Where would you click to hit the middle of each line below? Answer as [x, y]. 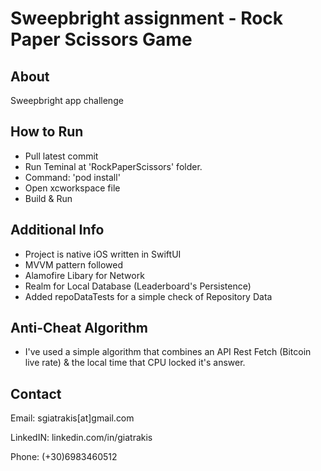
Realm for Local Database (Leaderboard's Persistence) [138, 286]
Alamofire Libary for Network [84, 275]
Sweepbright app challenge [67, 100]
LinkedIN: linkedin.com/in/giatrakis [81, 438]
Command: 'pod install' [72, 177]
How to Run [47, 132]
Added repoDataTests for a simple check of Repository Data [148, 296]
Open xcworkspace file [72, 188]
